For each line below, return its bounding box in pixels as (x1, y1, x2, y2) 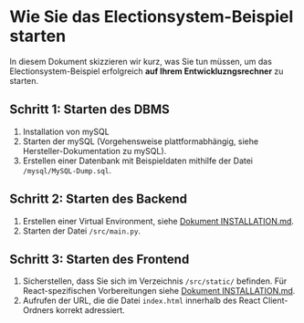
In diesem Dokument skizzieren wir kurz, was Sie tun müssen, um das (9, 56, 272, 67)
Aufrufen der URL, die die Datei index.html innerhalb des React (22, 295, 261, 307)
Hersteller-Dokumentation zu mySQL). (22, 145, 167, 156)
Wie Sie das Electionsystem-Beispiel (9, 6, 294, 27)
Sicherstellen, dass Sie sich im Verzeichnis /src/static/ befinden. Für (22, 276, 288, 287)
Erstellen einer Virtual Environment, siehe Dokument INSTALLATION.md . (22, 215, 295, 226)
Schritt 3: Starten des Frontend (9, 251, 190, 266)
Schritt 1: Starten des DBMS (9, 102, 171, 118)
